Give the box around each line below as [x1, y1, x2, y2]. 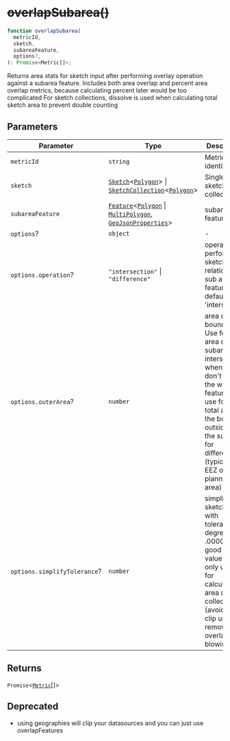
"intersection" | [108, 267, 162, 276]
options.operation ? [10, 270, 74, 279]
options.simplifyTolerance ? [10, 567, 102, 576]
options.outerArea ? [10, 397, 74, 406]
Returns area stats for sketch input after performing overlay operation [7, 72, 203, 80]
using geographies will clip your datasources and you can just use [16, 718, 204, 727]
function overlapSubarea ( [7, 27, 81, 34]
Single [204, 173, 225, 182]
